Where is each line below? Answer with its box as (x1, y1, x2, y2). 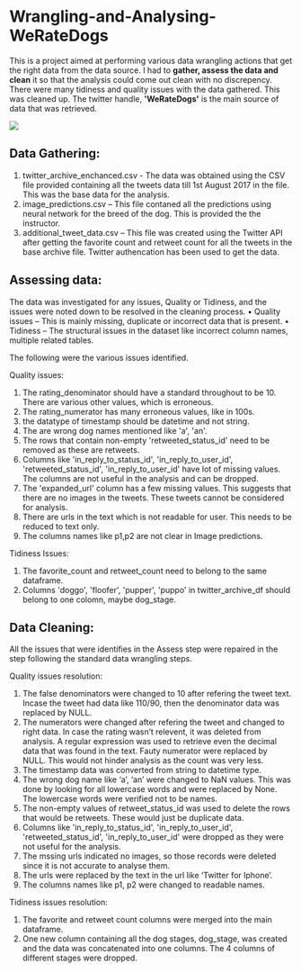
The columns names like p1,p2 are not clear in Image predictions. (22, 530, 263, 541)
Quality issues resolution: (9, 670, 103, 681)
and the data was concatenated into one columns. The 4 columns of (22, 943, 276, 954)
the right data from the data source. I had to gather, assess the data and (9, 65, 279, 76)
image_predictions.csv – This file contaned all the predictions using (22, 198, 272, 209)
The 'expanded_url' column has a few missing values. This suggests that (22, 482, 292, 493)
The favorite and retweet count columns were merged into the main (22, 914, 272, 925)
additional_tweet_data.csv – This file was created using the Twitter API (22, 227, 283, 238)
